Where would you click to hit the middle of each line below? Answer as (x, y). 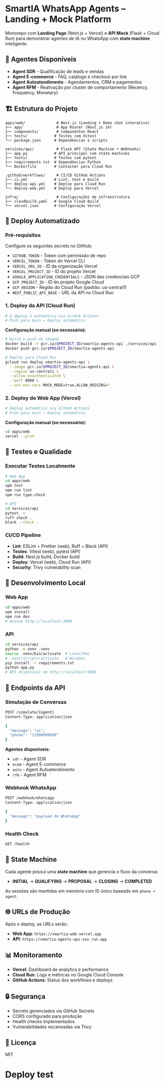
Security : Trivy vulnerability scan (46, 567)
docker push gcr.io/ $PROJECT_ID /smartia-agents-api (60, 349)
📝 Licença (21, 1042)
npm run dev (17, 617)
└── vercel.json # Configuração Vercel (53, 206)
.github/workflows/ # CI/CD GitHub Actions (55, 175)
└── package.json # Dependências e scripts (56, 140)
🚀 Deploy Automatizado (42, 221)
